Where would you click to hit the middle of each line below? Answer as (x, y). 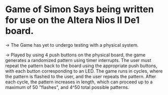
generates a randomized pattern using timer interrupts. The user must (78, 60)
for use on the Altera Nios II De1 (72, 20)
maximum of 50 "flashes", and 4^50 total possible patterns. (67, 87)
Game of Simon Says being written (79, 9)
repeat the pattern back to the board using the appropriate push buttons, (81, 66)
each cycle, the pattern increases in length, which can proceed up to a (79, 82)
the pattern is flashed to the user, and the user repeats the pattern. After (81, 76)
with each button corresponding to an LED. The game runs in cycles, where (84, 71)
